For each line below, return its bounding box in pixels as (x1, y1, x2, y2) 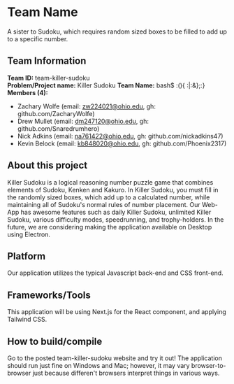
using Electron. (7, 230, 51, 239)
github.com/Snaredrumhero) (17, 124, 100, 133)
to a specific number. (7, 34, 68, 43)
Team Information (7, 55, 87, 67)
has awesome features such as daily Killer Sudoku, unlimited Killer (20, 208, 212, 216)
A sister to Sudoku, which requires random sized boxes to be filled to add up (7, 27, 227, 36)
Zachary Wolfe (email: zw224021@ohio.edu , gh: (17, 102, 156, 111)
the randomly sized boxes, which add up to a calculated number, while (7, 193, 210, 201)
